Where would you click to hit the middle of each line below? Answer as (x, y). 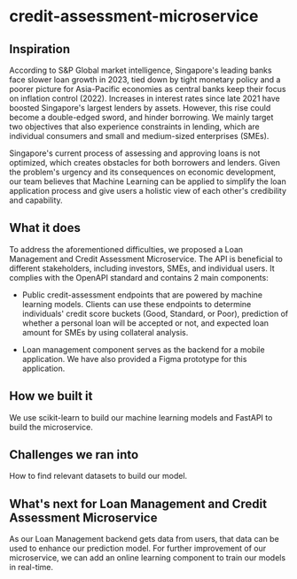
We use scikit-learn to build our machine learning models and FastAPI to (141, 417)
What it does (45, 228)
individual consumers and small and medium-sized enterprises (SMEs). (139, 136)
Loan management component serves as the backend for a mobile (143, 349)
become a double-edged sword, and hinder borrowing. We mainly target (141, 117)
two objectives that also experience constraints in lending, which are (134, 127)
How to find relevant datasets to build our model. (98, 476)
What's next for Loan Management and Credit (138, 503)
